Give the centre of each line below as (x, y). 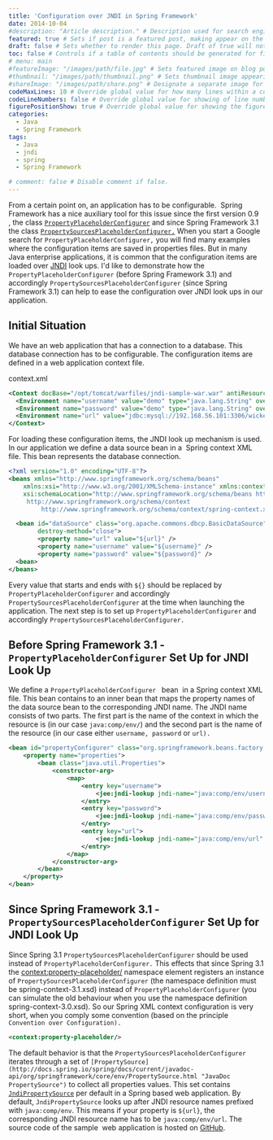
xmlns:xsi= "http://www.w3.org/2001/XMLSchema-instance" (120, 486)
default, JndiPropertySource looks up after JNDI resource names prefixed (131, 1101)
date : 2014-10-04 (38, 24)
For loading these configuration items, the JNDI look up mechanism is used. (135, 439)
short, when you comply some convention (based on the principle (119, 1015)
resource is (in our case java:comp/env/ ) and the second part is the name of (135, 724)
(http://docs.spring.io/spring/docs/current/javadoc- (102, 1069)
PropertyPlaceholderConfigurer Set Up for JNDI (129, 657)
